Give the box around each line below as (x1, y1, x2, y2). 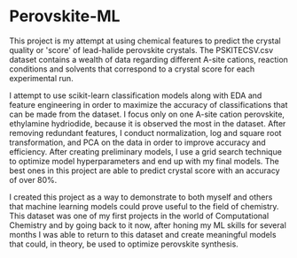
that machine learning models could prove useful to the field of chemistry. (9, 201, 279, 211)
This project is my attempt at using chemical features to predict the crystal (9, 35, 281, 46)
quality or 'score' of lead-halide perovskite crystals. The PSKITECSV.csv (9, 44, 274, 55)
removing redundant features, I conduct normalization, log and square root (9, 127, 282, 138)
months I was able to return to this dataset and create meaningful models (9, 229, 277, 239)
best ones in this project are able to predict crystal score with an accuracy (9, 165, 281, 176)
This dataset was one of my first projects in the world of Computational (9, 210, 270, 221)
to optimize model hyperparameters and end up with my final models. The (9, 156, 279, 166)
